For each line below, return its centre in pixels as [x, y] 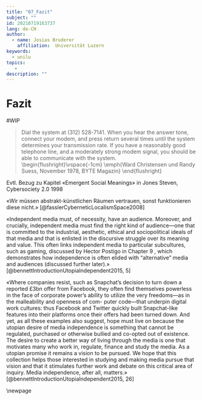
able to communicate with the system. [69, 158]
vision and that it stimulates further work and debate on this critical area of [99, 366]
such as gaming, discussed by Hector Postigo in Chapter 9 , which [89, 252]
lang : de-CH [21, 29]
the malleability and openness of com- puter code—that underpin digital [96, 302]
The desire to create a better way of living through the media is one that [96, 341]
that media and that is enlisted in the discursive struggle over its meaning [98, 238]
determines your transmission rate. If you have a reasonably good [103, 145]
